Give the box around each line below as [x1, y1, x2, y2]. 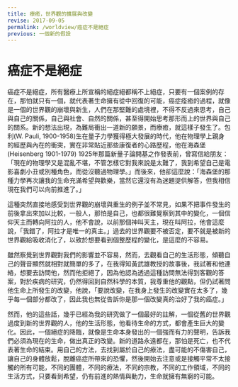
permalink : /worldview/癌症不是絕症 [7, 23, 109, 30]
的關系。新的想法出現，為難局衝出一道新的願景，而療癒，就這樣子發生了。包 [7, 123, 231, 132]
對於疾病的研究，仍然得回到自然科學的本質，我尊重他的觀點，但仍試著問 [19, 277, 231, 286]
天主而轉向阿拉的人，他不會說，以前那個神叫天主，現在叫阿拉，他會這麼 [13, 218, 225, 227]
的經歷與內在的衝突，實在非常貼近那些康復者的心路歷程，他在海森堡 [7, 141, 206, 150]
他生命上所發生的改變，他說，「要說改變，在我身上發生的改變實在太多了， [7, 286, 222, 295]
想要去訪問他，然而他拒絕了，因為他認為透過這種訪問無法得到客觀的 [19, 269, 218, 277]
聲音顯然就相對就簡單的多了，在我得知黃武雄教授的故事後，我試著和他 [19, 259, 225, 268]
